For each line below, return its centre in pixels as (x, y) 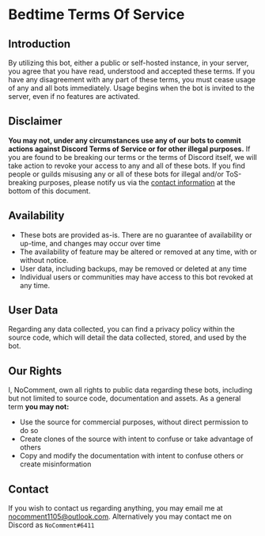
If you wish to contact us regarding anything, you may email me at (115, 508)
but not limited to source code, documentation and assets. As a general (125, 398)
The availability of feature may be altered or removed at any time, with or (138, 252)
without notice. (44, 260)
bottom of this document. (49, 191)
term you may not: (39, 407)
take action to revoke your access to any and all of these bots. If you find (127, 165)
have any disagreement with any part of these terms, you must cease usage (132, 80)
